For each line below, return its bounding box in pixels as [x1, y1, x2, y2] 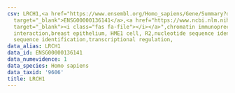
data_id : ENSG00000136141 [7, 50, 83, 57]
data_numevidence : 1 [7, 56, 68, 63]
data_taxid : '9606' [7, 69, 64, 76]
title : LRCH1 [7, 75, 45, 83]
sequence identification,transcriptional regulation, [13, 36, 173, 43]
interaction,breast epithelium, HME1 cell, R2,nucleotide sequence [13, 29, 215, 37]
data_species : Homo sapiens [7, 62, 90, 69]
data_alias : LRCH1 [7, 43, 61, 50]
